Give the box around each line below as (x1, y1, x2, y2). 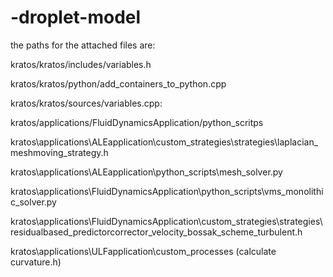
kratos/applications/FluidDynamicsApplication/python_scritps (10, 116, 264, 128)
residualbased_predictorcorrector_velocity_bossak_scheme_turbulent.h (10, 226, 303, 238)
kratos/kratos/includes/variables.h (10, 58, 152, 70)
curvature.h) (10, 256, 62, 268)
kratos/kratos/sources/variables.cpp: (10, 97, 163, 109)
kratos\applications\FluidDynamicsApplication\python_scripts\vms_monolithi (10, 185, 324, 197)
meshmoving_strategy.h (10, 146, 109, 158)
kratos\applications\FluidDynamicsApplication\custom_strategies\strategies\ (10, 215, 323, 227)
